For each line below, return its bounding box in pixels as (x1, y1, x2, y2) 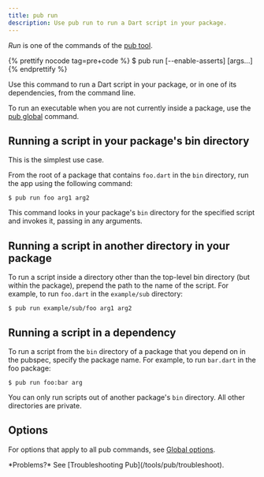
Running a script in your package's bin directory (8, 134, 250, 147)
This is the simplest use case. (8, 155, 105, 165)
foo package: (8, 363, 51, 373)
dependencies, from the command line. (8, 88, 136, 97)
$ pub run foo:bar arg (8, 378, 83, 386)
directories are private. (8, 401, 82, 410)
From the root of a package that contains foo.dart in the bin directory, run (8, 170, 250, 180)
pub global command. (8, 111, 80, 121)
